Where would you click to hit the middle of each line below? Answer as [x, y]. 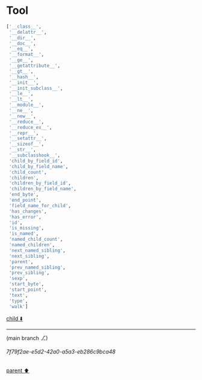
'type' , [18, 301]
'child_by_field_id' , [36, 161]
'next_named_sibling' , [37, 251]
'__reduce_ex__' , [30, 127]
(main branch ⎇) [27, 338]
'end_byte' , [24, 195]
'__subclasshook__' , [35, 155]
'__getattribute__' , [35, 66]
